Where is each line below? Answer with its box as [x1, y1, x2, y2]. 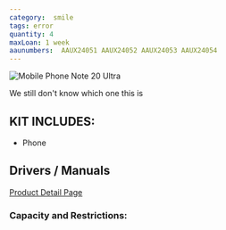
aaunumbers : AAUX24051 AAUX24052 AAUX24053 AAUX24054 [9, 46, 218, 55]
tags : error [9, 21, 54, 30]
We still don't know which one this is [9, 88, 144, 99]
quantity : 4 [9, 29, 54, 38]
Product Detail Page [9, 186, 83, 197]
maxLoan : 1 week [9, 37, 70, 47]
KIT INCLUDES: [9, 113, 96, 129]
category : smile [9, 12, 74, 22]
